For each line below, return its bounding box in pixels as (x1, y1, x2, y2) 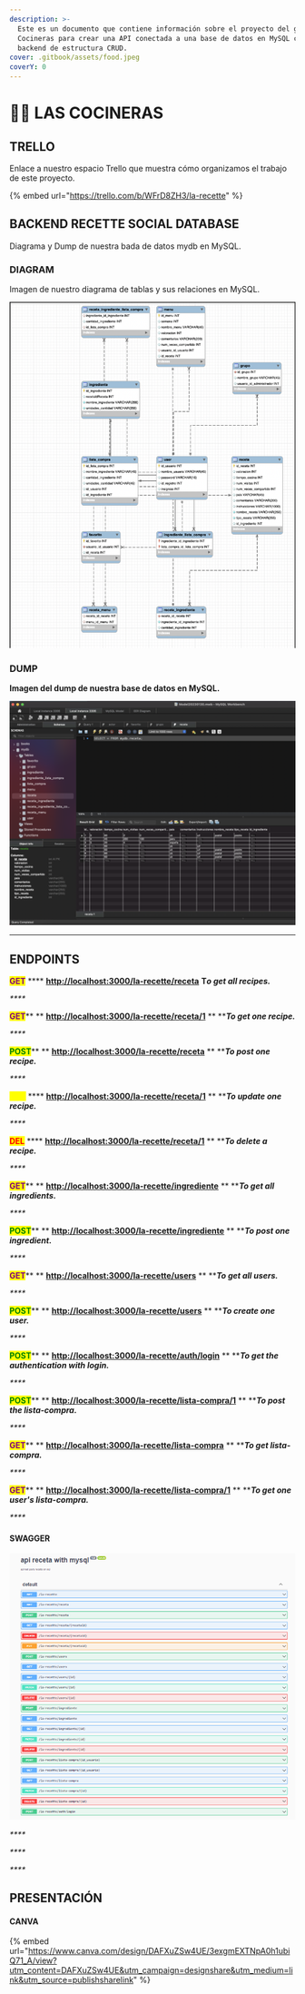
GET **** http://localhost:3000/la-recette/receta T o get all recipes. (9, 975, 271, 986)
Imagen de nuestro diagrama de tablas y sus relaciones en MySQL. (9, 284, 261, 295)
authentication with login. (9, 1359, 110, 1370)
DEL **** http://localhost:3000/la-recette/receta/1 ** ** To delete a (9, 1135, 268, 1146)
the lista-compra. (9, 1404, 77, 1416)
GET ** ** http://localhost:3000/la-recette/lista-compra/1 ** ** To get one (9, 1485, 292, 1495)
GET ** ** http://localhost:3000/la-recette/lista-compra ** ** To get (9, 1439, 270, 1450)
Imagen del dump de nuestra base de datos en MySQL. (9, 683, 221, 694)
